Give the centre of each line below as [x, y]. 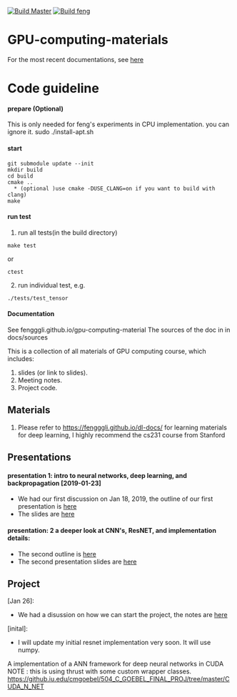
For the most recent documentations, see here [76, 59]
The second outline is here [57, 554]
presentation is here [47, 507]
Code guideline [54, 88]
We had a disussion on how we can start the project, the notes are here [122, 615]
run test [19, 217]
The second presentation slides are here [77, 561]
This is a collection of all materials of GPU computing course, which [107, 351]
